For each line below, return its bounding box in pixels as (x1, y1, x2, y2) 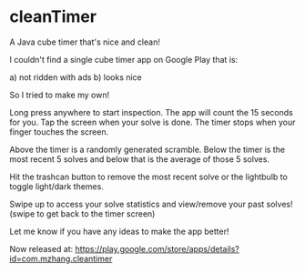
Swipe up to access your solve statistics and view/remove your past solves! (9, 198, 293, 209)
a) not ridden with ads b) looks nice (9, 71, 143, 83)
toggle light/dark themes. (9, 180, 105, 192)
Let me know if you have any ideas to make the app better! (9, 226, 229, 237)
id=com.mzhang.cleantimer (9, 253, 113, 264)
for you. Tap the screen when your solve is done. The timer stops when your (9, 116, 296, 127)
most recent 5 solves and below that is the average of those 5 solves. (9, 153, 270, 165)
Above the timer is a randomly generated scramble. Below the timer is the (9, 144, 285, 155)
